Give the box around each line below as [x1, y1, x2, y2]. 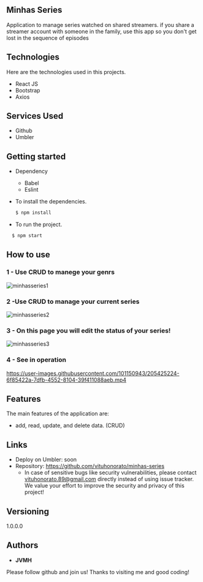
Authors [6, 540, 39, 551]
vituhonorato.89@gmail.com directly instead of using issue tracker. [24, 475, 194, 483]
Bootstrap [15, 86, 40, 94]
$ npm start [12, 233, 43, 239]
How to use [6, 249, 50, 260]
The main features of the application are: [6, 410, 109, 417]
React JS [15, 80, 39, 88]
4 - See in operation [6, 355, 66, 364]
